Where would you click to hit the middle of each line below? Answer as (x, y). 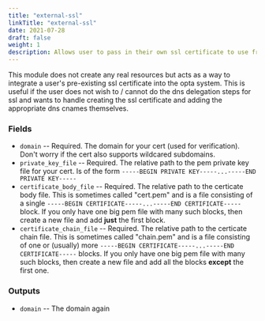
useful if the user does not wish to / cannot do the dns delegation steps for (130, 91)
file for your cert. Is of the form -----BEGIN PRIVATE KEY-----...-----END (138, 172)
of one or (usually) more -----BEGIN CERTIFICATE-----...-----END (127, 245)
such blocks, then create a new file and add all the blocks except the (132, 262)
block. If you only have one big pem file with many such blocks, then (131, 212)
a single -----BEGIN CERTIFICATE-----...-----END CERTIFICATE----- (131, 203)
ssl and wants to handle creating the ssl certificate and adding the (115, 100)
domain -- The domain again (65, 308)
